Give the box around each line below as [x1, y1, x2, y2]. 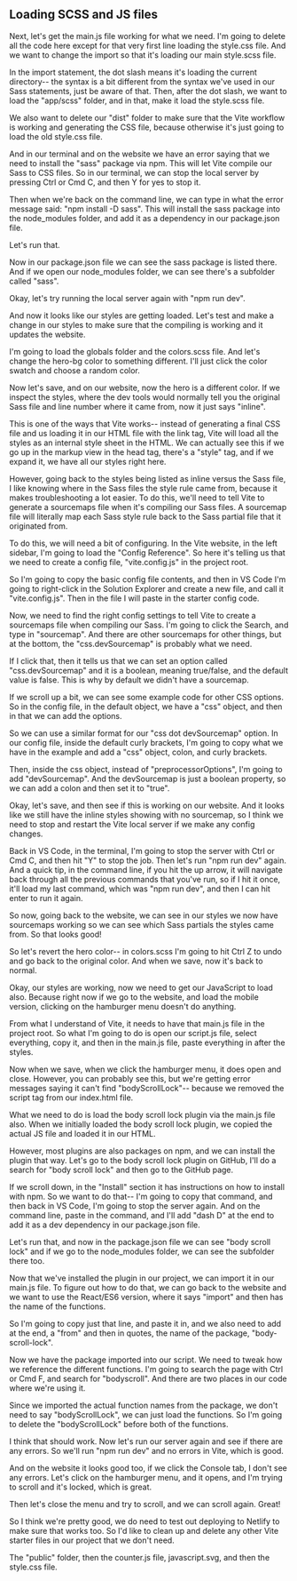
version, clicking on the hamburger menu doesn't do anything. [9, 1001, 237, 1011]
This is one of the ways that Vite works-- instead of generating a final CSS [9, 418, 281, 429]
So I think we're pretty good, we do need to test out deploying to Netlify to [9, 1515, 280, 1527]
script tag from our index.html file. [9, 1092, 134, 1103]
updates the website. [9, 329, 86, 339]
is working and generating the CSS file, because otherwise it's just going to [9, 122, 285, 132]
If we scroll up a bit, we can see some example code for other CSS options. [9, 691, 285, 702]
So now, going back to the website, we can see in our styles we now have [9, 910, 279, 921]
